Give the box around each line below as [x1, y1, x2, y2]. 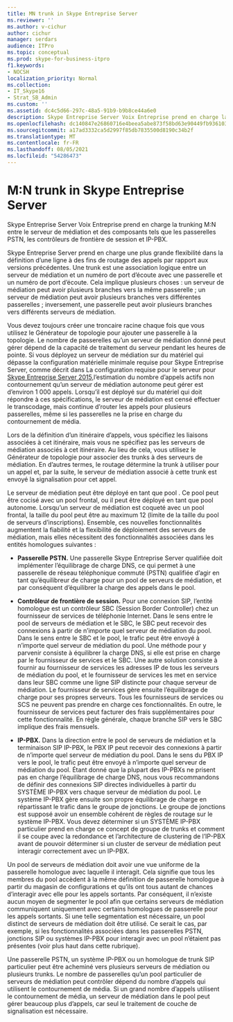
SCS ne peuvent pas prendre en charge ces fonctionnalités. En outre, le [17, 700, 222, 708]
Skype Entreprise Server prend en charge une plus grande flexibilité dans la [7, 248, 223, 257]
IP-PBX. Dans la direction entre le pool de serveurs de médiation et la [17, 735, 216, 744]
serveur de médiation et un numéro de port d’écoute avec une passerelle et [7, 271, 223, 279]
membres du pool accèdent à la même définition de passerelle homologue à [7, 875, 225, 884]
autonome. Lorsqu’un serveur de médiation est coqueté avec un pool [7, 503, 205, 511]
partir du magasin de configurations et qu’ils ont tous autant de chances [7, 882, 214, 891]
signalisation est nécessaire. [7, 1007, 89, 1015]
